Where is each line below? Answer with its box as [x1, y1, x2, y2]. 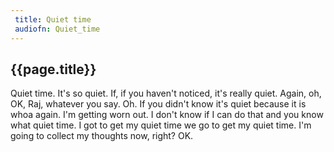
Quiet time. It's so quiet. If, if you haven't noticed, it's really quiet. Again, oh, [10, 87, 322, 100]
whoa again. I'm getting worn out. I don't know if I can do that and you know [10, 109, 324, 121]
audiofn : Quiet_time [14, 24, 101, 34]
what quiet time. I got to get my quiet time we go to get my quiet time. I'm [10, 119, 312, 131]
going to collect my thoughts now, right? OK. [10, 130, 194, 142]
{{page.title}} [10, 61, 97, 78]
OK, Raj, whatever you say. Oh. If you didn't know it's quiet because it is [10, 98, 307, 110]
